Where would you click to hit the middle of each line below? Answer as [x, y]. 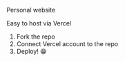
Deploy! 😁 [31, 51]
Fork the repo [36, 37]
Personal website [31, 10]
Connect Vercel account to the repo [67, 44]
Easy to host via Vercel [39, 23]
